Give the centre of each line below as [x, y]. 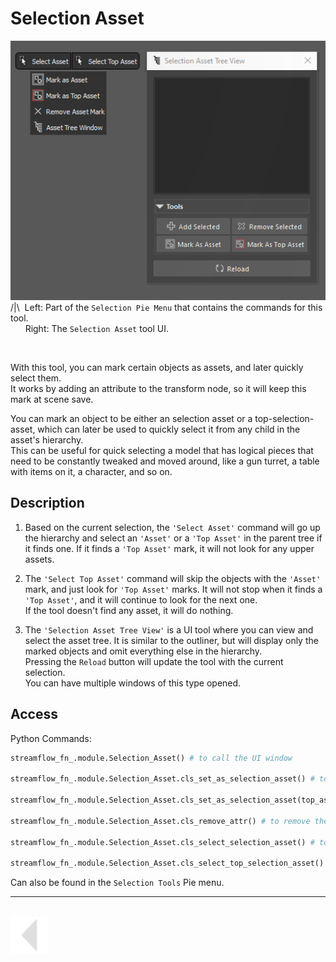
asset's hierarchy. [47, 439]
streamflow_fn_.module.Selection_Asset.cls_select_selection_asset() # [162, 842]
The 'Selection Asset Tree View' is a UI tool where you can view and [169, 629]
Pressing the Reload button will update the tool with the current [154, 661]
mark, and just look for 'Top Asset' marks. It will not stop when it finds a [173, 589]
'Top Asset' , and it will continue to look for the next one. [141, 599]
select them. [36, 378]
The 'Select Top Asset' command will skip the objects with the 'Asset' [173, 578]
